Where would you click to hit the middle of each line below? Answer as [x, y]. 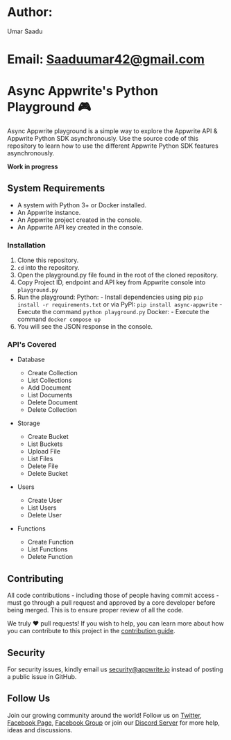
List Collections [50, 380]
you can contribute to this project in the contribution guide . [91, 631]
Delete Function [50, 557]
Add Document [49, 388]
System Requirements [56, 188]
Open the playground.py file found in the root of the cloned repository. [118, 275]
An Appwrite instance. [49, 212]
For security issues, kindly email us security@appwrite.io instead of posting [115, 669]
